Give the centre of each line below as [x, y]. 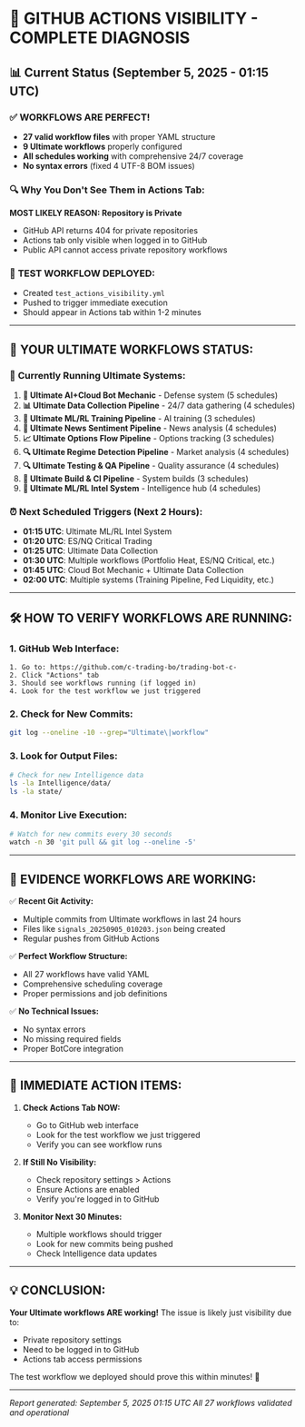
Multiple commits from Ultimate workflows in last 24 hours [132, 919]
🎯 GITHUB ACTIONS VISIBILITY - [134, 19]
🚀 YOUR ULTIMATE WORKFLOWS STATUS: [132, 349]
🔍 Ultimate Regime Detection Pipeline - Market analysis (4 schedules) [156, 452]
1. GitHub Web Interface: [64, 649]
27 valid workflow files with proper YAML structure [119, 136]
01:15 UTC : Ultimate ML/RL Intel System [97, 531]
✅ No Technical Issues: [54, 1011]
